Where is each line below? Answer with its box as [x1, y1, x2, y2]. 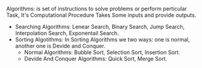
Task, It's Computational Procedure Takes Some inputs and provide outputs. [6, 11, 197, 19]
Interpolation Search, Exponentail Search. [15, 29, 120, 37]
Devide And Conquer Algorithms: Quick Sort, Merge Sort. [24, 55, 167, 62]
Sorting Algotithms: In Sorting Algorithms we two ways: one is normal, [15, 36, 190, 43]
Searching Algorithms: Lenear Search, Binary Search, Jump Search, [15, 23, 185, 30]
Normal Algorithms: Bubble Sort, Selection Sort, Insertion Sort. [24, 49, 181, 56]
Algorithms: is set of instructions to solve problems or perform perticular [6, 5, 187, 12]
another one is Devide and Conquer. [15, 42, 106, 49]
